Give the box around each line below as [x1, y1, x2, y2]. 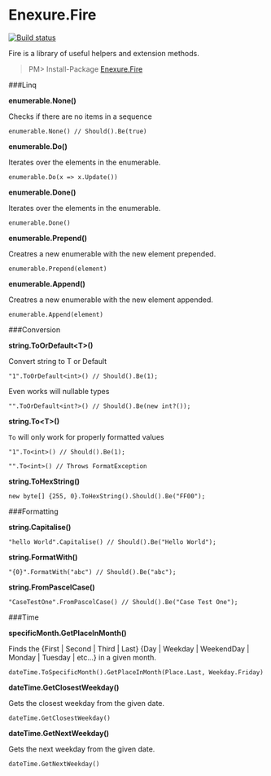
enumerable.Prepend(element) [8, 265, 107, 273]
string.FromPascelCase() [8, 582, 95, 592]
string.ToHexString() [8, 476, 80, 486]
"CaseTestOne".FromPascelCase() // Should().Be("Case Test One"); [8, 598, 238, 606]
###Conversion [8, 324, 61, 335]
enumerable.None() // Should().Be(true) [8, 127, 148, 135]
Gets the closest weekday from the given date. [8, 698, 165, 708]
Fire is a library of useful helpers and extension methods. [8, 48, 199, 58]
